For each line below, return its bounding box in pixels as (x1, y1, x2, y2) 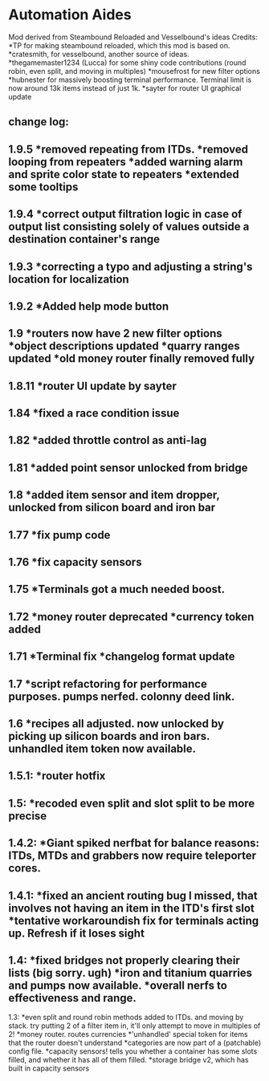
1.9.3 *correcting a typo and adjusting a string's (8, 259, 253, 274)
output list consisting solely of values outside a (8, 220, 250, 234)
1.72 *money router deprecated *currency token (8, 610, 255, 624)
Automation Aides (8, 6, 132, 24)
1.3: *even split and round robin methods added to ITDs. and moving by (8, 1013, 244, 1022)
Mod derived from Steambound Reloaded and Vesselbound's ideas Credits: (8, 32, 259, 42)
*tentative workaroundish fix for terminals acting (8, 913, 259, 928)
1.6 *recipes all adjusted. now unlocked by (8, 717, 225, 730)
